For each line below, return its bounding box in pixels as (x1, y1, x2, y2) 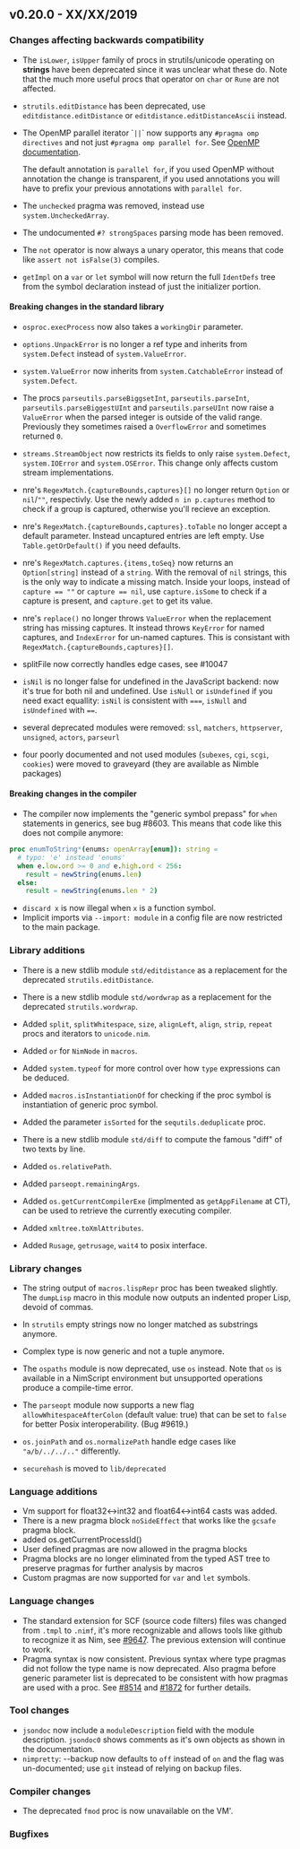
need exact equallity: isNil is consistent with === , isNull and (21, 695, 247, 706)
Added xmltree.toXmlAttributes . (21, 1222, 144, 1233)
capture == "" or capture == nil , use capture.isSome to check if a (21, 586, 267, 596)
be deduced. (21, 1072, 70, 1083)
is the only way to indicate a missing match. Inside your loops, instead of (21, 576, 291, 586)
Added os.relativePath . (21, 1160, 112, 1171)
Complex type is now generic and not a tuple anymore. (21, 1345, 226, 1357)
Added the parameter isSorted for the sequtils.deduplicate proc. (21, 1116, 266, 1127)
